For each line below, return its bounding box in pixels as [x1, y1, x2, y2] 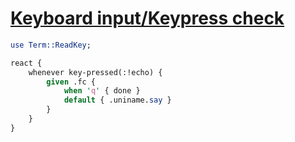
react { [10, 58, 43, 68]
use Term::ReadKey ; [10, 40, 92, 50]
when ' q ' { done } [63, 86, 141, 96]
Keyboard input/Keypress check [10, 7, 285, 30]
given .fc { [46, 77, 97, 87]
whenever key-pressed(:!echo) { [28, 67, 163, 77]
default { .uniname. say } [63, 95, 172, 106]
